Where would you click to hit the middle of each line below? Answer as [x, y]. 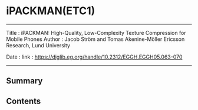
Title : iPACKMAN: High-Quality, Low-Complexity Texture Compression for [96, 33]
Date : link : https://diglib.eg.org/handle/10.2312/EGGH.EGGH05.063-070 [94, 57]
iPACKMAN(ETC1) [51, 11]
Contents [24, 101]
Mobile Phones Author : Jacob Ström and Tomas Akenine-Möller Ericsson [95, 39]
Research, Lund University [38, 45]
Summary [24, 81]
